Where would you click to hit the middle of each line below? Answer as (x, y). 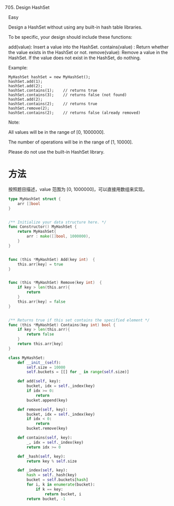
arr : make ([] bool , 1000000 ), (59, 236)
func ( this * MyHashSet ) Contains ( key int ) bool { (62, 325)
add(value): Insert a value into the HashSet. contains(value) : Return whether (89, 47)
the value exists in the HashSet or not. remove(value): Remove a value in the (88, 52)
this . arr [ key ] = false (41, 302)
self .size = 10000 (46, 367)
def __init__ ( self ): (39, 363)
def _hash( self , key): (41, 456)
